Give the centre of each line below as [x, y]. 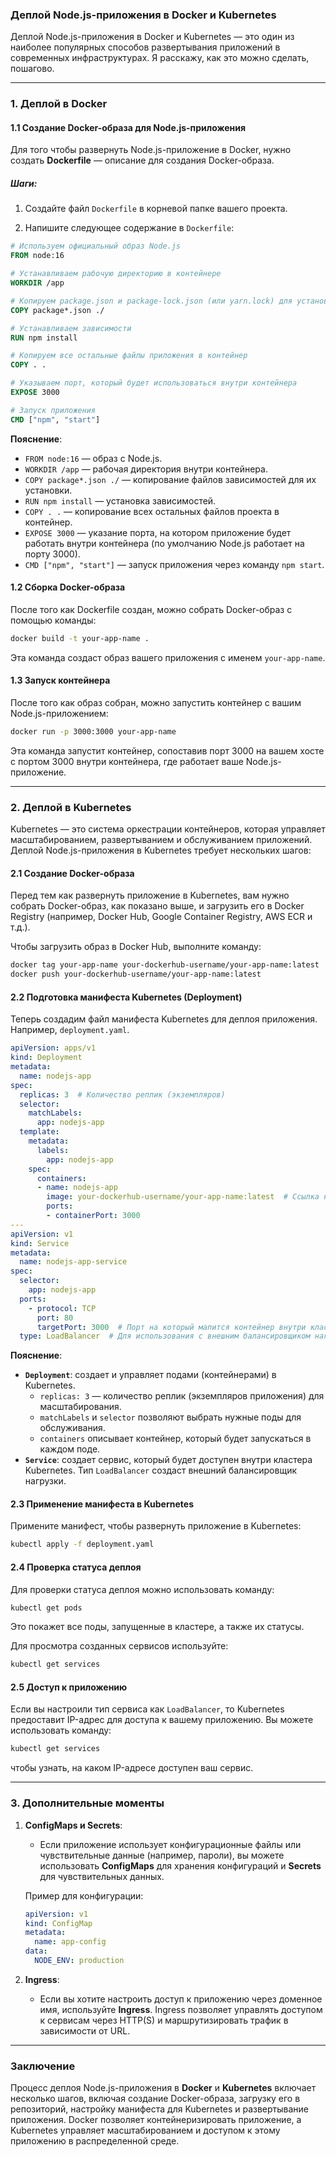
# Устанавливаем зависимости [71, 328]
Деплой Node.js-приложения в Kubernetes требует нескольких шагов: [161, 850]
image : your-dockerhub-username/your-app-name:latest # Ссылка [183, 1197]
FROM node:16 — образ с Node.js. [93, 458]
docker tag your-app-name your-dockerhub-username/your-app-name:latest [165, 965]
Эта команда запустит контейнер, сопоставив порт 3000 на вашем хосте [167, 750]
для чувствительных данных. [102, 1876]
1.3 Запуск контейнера [60, 680]
